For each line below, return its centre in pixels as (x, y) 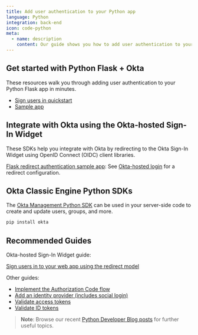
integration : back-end (34, 22)
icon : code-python (29, 28)
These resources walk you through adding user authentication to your (91, 83)
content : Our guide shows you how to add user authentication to (99, 45)
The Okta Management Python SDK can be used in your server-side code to (99, 205)
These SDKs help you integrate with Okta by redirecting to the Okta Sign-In (97, 149)
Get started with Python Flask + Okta (75, 68)
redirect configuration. (33, 172)
